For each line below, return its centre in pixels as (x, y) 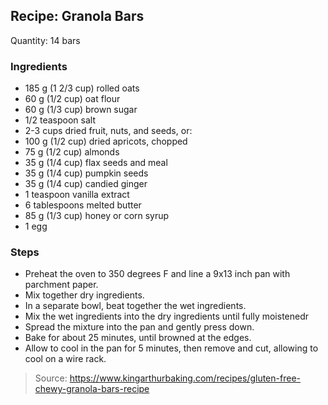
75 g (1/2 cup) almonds (72, 152)
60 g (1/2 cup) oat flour (72, 99)
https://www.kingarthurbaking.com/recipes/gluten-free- (185, 378)
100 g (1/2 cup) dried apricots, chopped (106, 141)
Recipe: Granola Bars (77, 16)
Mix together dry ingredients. (84, 295)
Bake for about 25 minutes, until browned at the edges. (138, 338)
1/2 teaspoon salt (60, 120)
